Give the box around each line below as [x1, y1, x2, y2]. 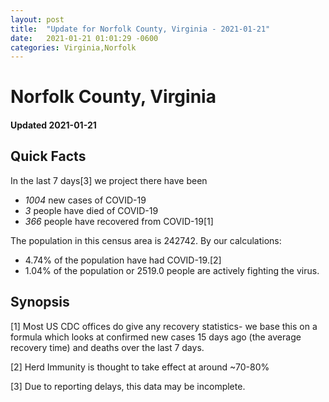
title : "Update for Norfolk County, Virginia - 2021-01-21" [10, 24, 271, 34]
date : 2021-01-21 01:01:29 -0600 [10, 33, 159, 43]
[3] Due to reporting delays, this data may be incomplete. [10, 380, 246, 392]
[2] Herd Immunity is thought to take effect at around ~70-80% [10, 361, 270, 373]
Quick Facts [10, 148, 87, 165]
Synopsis [10, 294, 70, 311]
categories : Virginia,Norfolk [10, 42, 137, 53]
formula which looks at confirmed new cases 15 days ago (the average [10, 331, 302, 343]
